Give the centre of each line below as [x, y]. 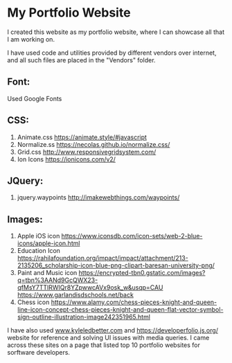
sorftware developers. [39, 353]
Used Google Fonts [35, 98]
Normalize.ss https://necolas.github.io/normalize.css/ [93, 144]
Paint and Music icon [47, 273]
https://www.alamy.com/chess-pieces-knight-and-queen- [134, 302]
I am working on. [31, 39]
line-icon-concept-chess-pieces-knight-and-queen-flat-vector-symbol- [120, 310]
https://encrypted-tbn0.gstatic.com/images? [142, 273]
